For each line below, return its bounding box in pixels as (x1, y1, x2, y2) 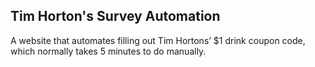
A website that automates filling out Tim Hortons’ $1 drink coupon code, (10, 34, 306, 46)
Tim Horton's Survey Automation (10, 8, 221, 25)
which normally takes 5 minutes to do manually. (10, 45, 207, 57)
